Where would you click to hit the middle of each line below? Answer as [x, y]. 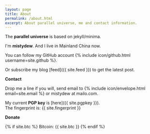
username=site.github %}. [31, 60]
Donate [13, 117]
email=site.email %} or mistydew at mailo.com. [52, 94]
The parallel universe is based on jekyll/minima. [53, 37]
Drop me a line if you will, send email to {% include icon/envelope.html [75, 88]
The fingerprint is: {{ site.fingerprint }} [43, 108]
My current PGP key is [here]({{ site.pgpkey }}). [52, 103]
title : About [18, 14]
